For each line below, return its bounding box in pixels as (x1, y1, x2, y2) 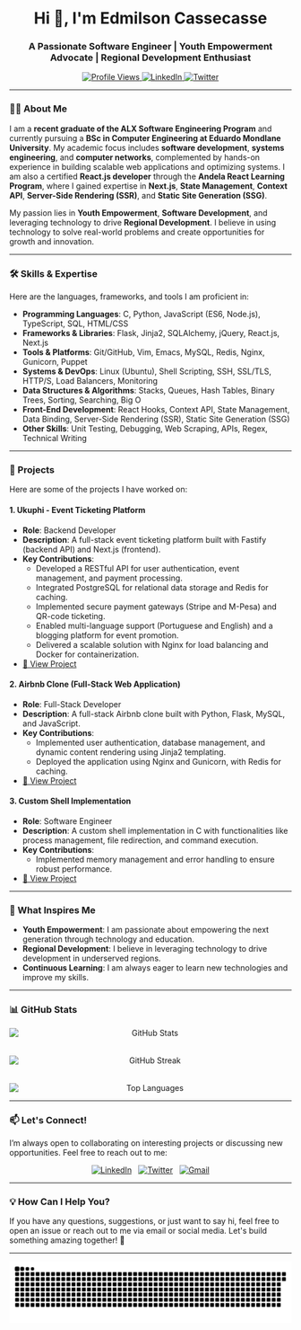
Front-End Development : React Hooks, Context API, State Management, (21, 404, 290, 415)
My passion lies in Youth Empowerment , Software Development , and (9, 207, 268, 218)
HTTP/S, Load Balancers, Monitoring (21, 376, 159, 386)
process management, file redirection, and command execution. (21, 835, 259, 846)
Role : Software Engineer (21, 815, 113, 826)
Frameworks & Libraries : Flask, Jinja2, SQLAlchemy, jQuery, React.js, (21, 328, 280, 339)
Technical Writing (21, 433, 88, 444)
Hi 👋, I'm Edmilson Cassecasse (33, 8, 268, 29)
